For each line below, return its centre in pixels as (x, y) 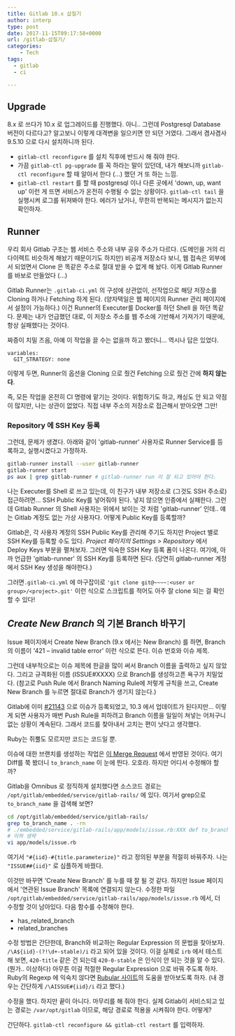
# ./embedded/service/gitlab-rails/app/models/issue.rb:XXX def (103, 830)
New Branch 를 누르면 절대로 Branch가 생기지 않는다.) (82, 691)
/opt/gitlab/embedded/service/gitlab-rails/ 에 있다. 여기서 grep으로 (107, 795)
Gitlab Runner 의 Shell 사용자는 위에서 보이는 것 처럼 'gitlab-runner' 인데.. (116, 509)
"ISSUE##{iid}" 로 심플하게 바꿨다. (55, 866)
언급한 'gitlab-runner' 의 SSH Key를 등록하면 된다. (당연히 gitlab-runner (114, 559)
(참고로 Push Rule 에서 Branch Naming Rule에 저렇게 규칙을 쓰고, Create (117, 683)
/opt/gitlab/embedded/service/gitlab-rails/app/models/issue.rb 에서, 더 (114, 898)
